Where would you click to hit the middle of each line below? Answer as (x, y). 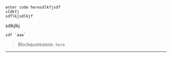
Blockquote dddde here (41, 44)
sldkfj (12, 12)
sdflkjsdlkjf (19, 16)
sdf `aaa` (16, 35)
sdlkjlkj (13, 26)
